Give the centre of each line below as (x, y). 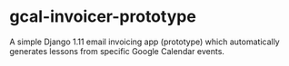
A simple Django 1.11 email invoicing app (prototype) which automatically (144, 42)
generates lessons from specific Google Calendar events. (117, 51)
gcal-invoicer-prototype (103, 17)
